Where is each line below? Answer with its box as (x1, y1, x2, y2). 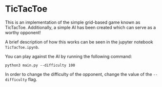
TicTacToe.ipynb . (5, 44, 40, 50)
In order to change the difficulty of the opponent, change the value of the (5, 71, 152, 77)
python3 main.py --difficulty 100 (5, 63, 76, 68)
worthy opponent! (5, 29, 41, 35)
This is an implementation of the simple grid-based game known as (5, 19, 141, 25)
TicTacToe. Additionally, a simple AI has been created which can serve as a (5, 24, 156, 30)
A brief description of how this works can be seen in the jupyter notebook (5, 39, 153, 44)
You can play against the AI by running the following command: (5, 53, 132, 59)
